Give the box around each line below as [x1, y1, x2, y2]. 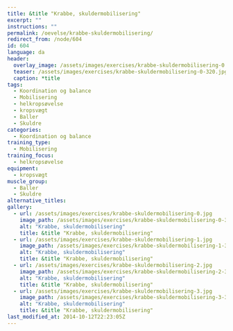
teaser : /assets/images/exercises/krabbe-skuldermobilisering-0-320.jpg [13, 68, 228, 75]
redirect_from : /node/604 [7, 36, 82, 43]
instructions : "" [7, 23, 58, 30]
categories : [7, 126, 42, 133]
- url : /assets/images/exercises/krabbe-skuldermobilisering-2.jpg [13, 262, 213, 269]
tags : [7, 81, 23, 88]
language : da [7, 49, 45, 56]
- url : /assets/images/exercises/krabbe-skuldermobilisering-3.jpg [13, 287, 213, 295]
